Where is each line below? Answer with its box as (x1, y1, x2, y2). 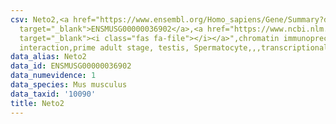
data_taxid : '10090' (10, 89, 97, 99)
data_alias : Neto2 (10, 52, 87, 62)
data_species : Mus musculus (10, 80, 128, 90)
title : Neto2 (10, 98, 65, 108)
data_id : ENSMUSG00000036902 (10, 61, 132, 71)
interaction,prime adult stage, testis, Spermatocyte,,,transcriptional (19, 42, 329, 53)
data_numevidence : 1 (10, 71, 97, 81)
